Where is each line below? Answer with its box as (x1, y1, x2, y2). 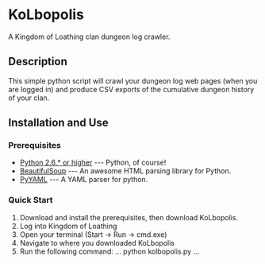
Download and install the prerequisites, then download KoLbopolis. (19, 212, 239, 222)
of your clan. (8, 93, 50, 103)
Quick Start (8, 195, 53, 206)
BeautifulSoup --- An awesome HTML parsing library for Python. (19, 166, 232, 176)
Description (8, 55, 67, 68)
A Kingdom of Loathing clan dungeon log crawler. (8, 32, 171, 41)
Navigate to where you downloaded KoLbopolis (19, 238, 175, 247)
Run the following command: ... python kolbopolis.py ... (19, 247, 200, 256)
